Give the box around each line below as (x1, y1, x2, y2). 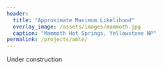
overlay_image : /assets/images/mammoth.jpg (13, 23, 141, 30)
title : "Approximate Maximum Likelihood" (13, 17, 135, 24)
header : (6, 10, 29, 17)
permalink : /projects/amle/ (6, 36, 88, 43)
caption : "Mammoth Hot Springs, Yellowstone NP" (13, 29, 157, 37)
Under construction (6, 55, 63, 63)
